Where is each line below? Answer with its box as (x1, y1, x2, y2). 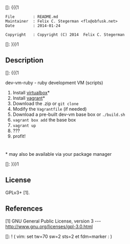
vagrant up (12, 123, 36, 128)
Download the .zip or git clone (12, 100, 79, 107)
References (5, 205, 43, 213)
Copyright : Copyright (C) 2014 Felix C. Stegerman (5, 32, 125, 37)
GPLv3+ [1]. (5, 189, 30, 195)
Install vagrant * (12, 95, 45, 101)
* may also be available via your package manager (5, 151, 112, 157)
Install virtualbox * (12, 89, 50, 95)
